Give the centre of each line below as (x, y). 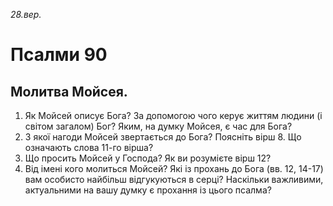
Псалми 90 (59, 55)
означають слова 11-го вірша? (89, 147)
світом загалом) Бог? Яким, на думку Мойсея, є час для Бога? (158, 126)
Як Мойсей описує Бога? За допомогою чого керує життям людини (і (173, 115)
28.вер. (26, 14)
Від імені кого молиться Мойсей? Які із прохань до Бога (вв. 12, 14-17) (174, 168)
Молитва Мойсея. (69, 91)
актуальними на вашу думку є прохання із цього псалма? (148, 190)
